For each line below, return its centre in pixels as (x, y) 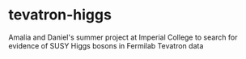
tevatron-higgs (60, 15)
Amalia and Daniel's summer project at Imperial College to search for (123, 37)
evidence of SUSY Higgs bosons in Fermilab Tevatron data (106, 45)
